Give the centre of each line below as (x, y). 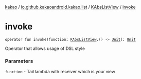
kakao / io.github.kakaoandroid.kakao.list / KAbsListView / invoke (70, 7)
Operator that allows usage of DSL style (45, 48)
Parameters (19, 61)
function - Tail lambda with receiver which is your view (60, 72)
